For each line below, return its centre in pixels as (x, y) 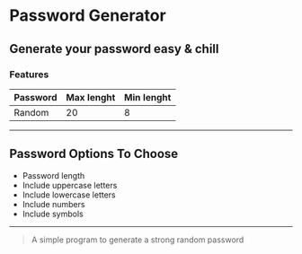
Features (29, 74)
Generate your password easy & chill (114, 49)
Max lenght (91, 97)
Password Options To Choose (94, 154)
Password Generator (88, 16)
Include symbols (53, 214)
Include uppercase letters (70, 185)
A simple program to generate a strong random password (138, 240)
